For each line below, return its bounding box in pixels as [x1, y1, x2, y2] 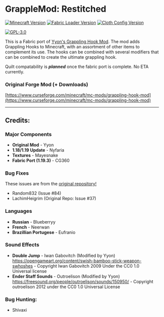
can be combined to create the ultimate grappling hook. [5, 54, 117, 60]
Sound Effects [5, 241, 40, 248]
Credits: [5, 116, 30, 124]
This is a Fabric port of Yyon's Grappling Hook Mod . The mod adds [5, 38, 140, 45]
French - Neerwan [12, 224, 50, 230]
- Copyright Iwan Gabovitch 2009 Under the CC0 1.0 [34, 263, 140, 269]
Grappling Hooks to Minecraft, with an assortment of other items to [5, 44, 140, 49]
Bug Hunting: [5, 296, 38, 303]
